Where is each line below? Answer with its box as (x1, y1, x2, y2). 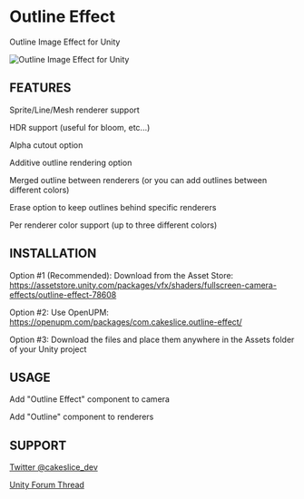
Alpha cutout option (9, 139, 83, 151)
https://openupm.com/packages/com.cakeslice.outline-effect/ (9, 316, 242, 328)
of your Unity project (9, 343, 87, 355)
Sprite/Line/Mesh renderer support (9, 104, 141, 115)
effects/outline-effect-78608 (9, 289, 117, 300)
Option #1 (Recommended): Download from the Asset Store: (9, 269, 234, 280)
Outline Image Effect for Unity (9, 36, 121, 47)
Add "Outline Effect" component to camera (9, 394, 171, 405)
